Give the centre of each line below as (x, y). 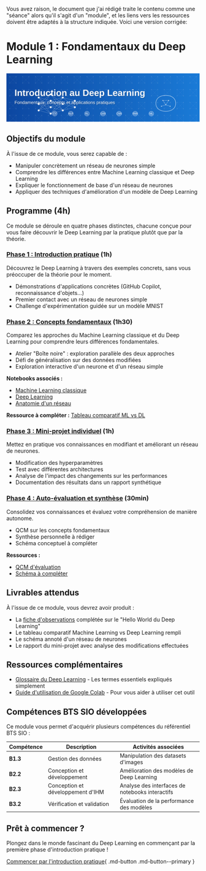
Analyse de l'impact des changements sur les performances (91, 476)
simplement (30, 686)
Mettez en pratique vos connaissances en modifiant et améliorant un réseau (102, 445)
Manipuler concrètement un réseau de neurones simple (85, 166)
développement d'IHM (76, 792)
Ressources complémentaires (65, 665)
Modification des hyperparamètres (59, 463)
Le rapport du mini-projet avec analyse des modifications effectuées (102, 645)
